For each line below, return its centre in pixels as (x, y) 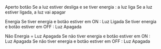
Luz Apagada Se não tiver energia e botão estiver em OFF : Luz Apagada (78, 41)
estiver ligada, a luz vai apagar (36, 12)
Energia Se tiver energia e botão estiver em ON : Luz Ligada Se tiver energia (81, 22)
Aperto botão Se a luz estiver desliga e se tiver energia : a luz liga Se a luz (79, 7)
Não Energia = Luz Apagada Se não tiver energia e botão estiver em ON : (78, 36)
